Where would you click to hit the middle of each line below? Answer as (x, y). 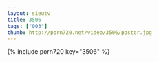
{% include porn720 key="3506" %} (59, 52)
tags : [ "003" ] (28, 26)
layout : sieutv (29, 13)
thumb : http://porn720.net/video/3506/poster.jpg (80, 32)
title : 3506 (24, 20)
